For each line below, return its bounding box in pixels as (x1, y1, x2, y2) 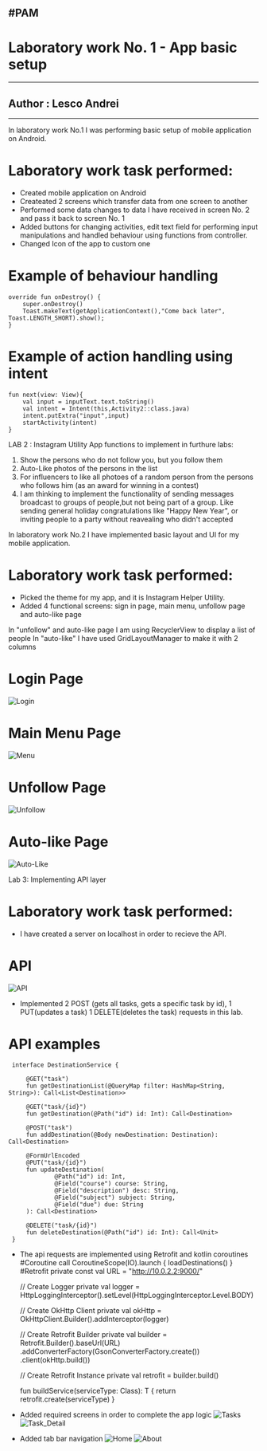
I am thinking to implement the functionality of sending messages (19, 489, 234, 498)
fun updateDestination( (25, 1166, 105, 1174)
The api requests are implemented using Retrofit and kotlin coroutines (19, 1249, 249, 1259)
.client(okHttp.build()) (19, 1355, 91, 1365)
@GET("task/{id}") (25, 1103, 87, 1111)
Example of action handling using (8, 348, 233, 366)
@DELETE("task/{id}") (25, 1221, 98, 1230)
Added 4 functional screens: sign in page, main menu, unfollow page (19, 601, 246, 611)
